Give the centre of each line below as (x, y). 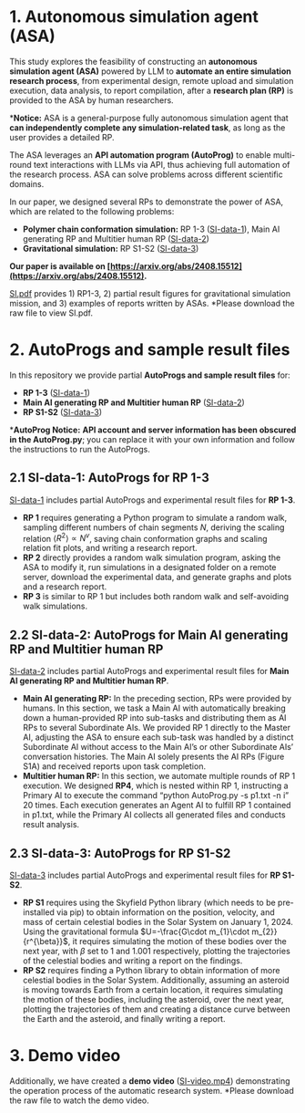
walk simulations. (55, 606)
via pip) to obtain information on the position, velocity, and (165, 912)
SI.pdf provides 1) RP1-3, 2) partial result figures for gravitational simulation (150, 293)
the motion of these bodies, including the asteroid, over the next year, (153, 999)
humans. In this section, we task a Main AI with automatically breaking (154, 708)
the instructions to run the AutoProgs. (80, 449)
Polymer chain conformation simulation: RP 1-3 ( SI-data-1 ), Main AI (151, 229)
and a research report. (65, 587)
